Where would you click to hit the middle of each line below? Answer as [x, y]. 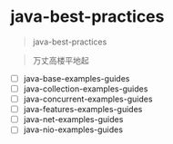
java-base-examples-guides [76, 78]
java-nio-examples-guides [73, 130]
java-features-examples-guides [83, 110]
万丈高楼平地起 [61, 60]
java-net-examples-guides [73, 120]
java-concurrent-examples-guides [88, 99]
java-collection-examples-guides [86, 89]
